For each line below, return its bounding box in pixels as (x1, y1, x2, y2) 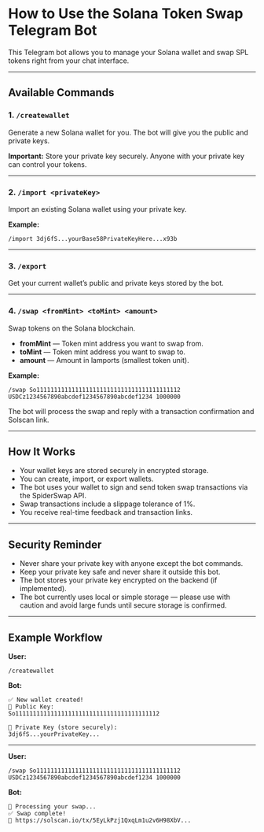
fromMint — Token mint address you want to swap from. (19, 338, 204, 348)
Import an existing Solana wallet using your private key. (8, 204, 187, 213)
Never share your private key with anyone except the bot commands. (19, 559, 244, 568)
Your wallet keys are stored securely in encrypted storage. (19, 466, 209, 475)
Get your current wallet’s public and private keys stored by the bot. (8, 279, 224, 288)
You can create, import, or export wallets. (19, 474, 154, 484)
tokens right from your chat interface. (8, 56, 130, 65)
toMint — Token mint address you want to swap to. (19, 347, 186, 357)
